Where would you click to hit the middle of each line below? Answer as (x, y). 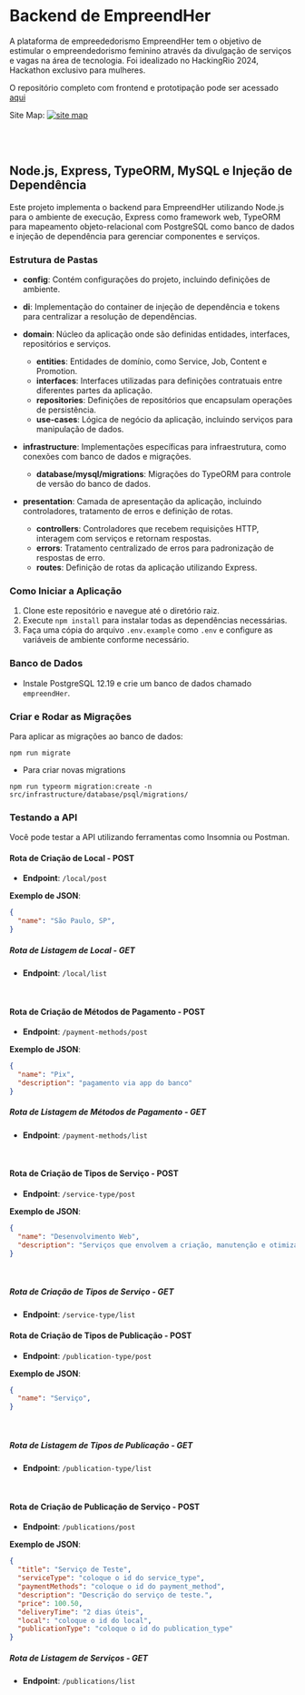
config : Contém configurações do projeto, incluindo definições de (146, 279)
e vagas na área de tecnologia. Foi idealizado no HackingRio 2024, (134, 60)
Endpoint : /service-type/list (79, 1314)
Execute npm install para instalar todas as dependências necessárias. (155, 621)
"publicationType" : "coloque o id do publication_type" (125, 1629)
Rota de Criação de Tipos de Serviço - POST (94, 1173)
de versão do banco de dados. (93, 484)
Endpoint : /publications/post (79, 1527)
